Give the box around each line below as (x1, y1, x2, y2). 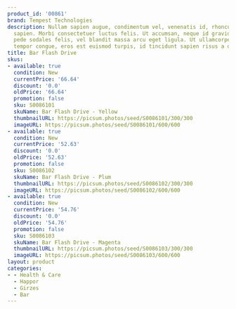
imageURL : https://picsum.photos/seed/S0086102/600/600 (13, 187, 181, 194)
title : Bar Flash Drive (7, 50, 77, 57)
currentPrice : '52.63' (13, 141, 80, 148)
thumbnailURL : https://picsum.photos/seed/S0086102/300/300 (13, 180, 193, 187)
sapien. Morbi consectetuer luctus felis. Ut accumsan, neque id (13, 29, 209, 37)
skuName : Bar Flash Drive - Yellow (13, 108, 118, 115)
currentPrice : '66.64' (13, 75, 80, 83)
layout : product (7, 258, 55, 265)
